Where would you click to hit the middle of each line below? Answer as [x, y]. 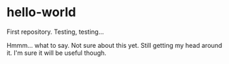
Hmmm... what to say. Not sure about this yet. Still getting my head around [114, 45]
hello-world [42, 12]
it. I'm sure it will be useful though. [57, 53]
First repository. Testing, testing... [55, 32]
